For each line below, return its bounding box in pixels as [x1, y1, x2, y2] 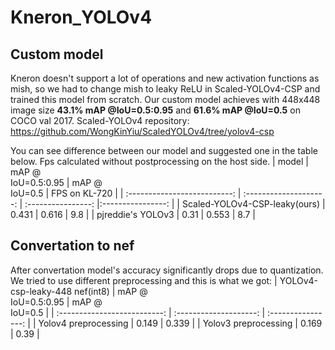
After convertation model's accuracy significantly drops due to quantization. [10, 264, 324, 276]
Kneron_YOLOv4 [10, 6, 153, 29]
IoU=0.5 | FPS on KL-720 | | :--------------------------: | [10, 187, 242, 199]
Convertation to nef [10, 237, 135, 255]
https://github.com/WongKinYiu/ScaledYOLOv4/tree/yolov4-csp [10, 126, 275, 137]
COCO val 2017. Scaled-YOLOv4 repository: [10, 115, 190, 126]
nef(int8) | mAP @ [74, 285, 148, 297]
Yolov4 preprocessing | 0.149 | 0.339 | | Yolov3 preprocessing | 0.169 [38, 317, 323, 329]
